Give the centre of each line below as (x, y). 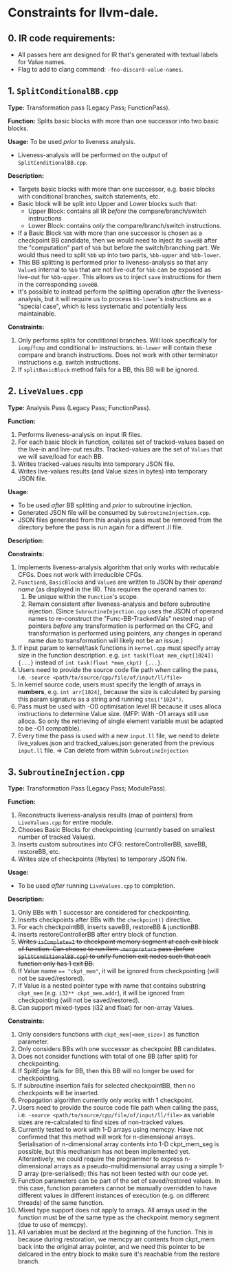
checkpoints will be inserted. (58, 1093)
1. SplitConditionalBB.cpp (63, 91)
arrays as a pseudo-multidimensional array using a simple (136, 1166)
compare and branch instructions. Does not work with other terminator (118, 355)
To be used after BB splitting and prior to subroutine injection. (105, 505)
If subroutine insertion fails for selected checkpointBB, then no (106, 1086)
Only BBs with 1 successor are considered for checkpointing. (104, 913)
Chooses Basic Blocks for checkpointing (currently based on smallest (116, 830)
